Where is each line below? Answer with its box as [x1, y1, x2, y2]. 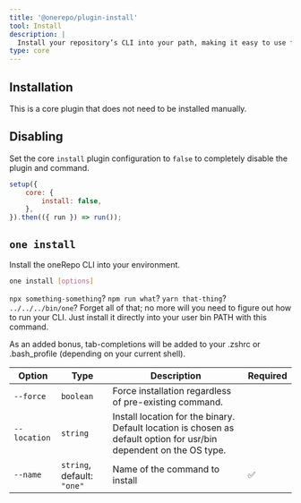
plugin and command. [9, 162, 90, 173]
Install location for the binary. [112, 410, 236, 422]
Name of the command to [112, 463, 220, 475]
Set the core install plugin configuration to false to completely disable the [9, 153, 288, 164]
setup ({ [9, 180, 39, 189]
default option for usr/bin [112, 432, 218, 445]
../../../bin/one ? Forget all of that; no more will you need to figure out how [9, 302, 292, 313]
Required [247, 369, 288, 381]
